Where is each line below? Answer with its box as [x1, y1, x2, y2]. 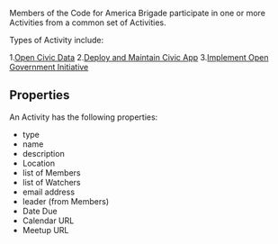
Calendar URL [22, 215, 75, 226]
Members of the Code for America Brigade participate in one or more [9, 8, 265, 18]
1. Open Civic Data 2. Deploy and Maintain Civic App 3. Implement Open [9, 52, 269, 62]
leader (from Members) [22, 195, 110, 206]
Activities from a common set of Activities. [9, 17, 166, 28]
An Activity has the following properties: [9, 112, 158, 122]
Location [22, 158, 56, 168]
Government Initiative [9, 62, 89, 72]
